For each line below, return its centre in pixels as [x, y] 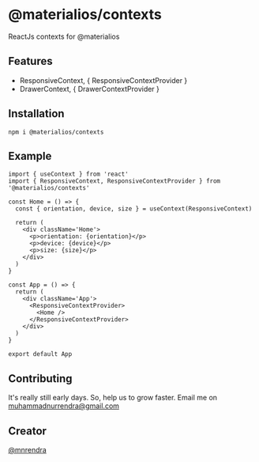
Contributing [40, 379]
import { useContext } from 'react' [68, 174]
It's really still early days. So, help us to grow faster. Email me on [113, 398]
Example [30, 156]
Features [30, 61]
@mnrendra [28, 450]
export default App [40, 354]
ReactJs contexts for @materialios [64, 36]
